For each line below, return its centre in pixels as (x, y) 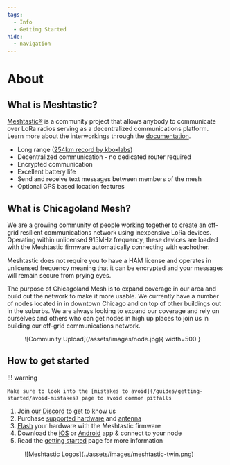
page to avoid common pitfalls (126, 398)
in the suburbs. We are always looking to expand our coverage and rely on (113, 311)
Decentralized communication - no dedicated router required (104, 157)
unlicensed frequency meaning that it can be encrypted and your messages (115, 268)
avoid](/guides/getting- (167, 391)
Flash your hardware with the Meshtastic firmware (89, 425)
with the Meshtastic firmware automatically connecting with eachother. (108, 247)
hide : (15, 37)
